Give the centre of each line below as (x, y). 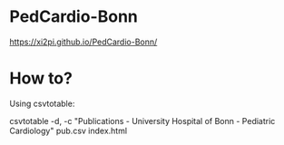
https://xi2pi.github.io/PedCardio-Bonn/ (83, 42)
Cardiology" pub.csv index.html (69, 130)
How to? (41, 78)
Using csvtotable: (42, 103)
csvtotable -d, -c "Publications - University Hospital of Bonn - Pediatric (142, 121)
